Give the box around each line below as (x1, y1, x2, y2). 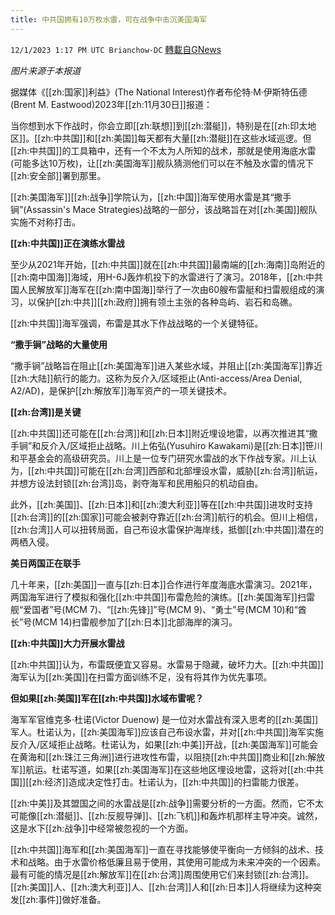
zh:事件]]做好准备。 (25, 893, 107, 905)
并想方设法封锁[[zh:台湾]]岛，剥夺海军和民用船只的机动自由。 (10, 477, 264, 489)
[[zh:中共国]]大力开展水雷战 (10, 637, 125, 649)
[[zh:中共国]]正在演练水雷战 (10, 237, 125, 249)
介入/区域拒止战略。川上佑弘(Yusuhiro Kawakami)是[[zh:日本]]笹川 (49, 439, 323, 451)
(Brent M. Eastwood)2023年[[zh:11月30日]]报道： (10, 98, 213, 110)
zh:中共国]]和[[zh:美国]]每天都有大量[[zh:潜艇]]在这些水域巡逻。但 (40, 132, 312, 144)
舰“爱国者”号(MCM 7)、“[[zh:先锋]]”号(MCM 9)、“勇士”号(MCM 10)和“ (10, 603, 298, 615)
